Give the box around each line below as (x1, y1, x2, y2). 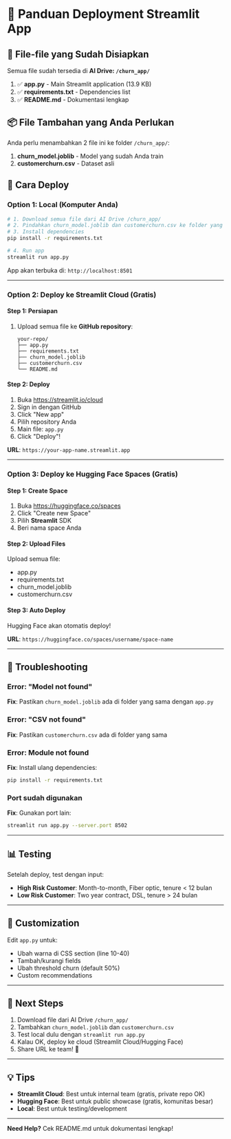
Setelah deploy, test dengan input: (7, 870, 104, 878)
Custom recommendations (16, 971, 93, 979)
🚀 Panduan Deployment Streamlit (7, 6, 200, 22)
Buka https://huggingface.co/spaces (16, 502, 122, 510)
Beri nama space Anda (16, 524, 82, 532)
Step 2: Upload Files (7, 539, 66, 548)
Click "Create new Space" (16, 509, 91, 517)
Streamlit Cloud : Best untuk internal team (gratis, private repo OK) (16, 1090, 206, 1098)
